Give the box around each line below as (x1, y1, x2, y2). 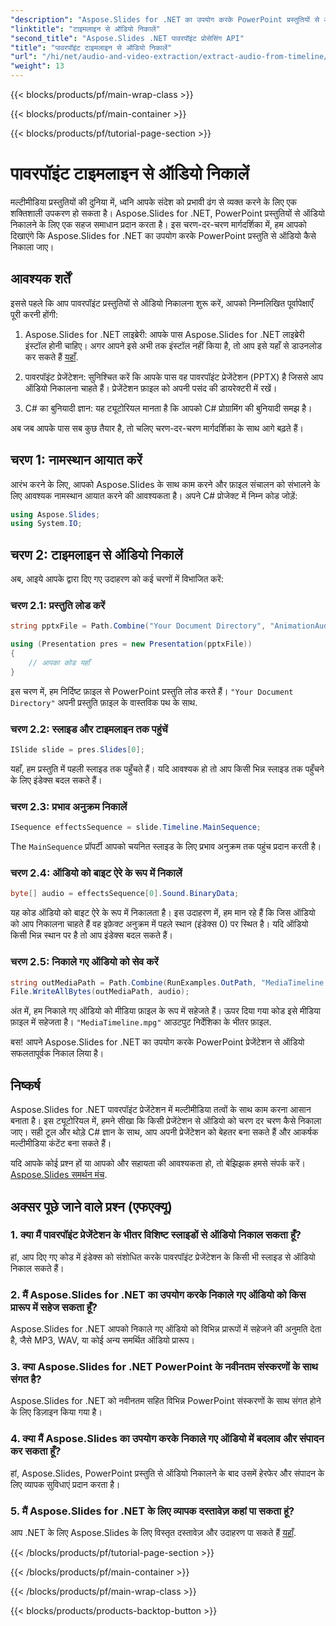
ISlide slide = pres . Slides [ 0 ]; (10, 745, 145, 755)
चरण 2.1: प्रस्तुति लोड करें (10, 599, 106, 613)
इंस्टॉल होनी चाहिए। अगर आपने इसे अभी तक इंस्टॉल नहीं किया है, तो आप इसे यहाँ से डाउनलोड (24, 339, 323, 351)
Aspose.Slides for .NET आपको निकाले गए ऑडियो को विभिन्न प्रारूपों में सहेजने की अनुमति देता (10, 1323, 322, 1335)
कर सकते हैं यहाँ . (24, 351, 79, 363)
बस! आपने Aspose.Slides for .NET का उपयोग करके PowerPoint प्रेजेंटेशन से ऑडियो (10, 1036, 305, 1048)
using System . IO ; (10, 519, 83, 529)
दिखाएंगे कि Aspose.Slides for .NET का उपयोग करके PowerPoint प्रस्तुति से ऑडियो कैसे (10, 229, 317, 241)
